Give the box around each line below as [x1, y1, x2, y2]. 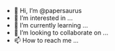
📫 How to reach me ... [13, 37, 79, 44]
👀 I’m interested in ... [13, 14, 73, 22]
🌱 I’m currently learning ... [13, 21, 89, 29]
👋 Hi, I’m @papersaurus [13, 7, 82, 14]
